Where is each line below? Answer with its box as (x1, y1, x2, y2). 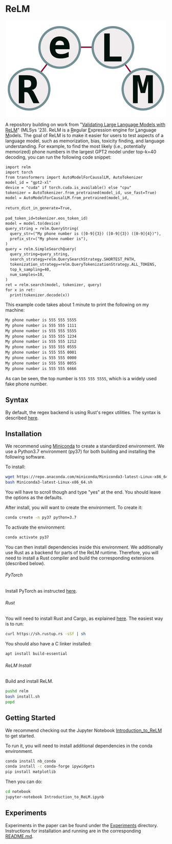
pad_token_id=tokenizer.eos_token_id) (5, 215, 88, 221)
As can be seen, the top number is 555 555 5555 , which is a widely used (5, 375, 157, 381)
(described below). (5, 560, 45, 566)
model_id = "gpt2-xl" (5, 180, 52, 185)
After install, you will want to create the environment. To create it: (5, 505, 143, 511)
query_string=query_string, (10, 251, 70, 256)
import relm (5, 164, 31, 169)
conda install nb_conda (5, 759, 56, 764)
